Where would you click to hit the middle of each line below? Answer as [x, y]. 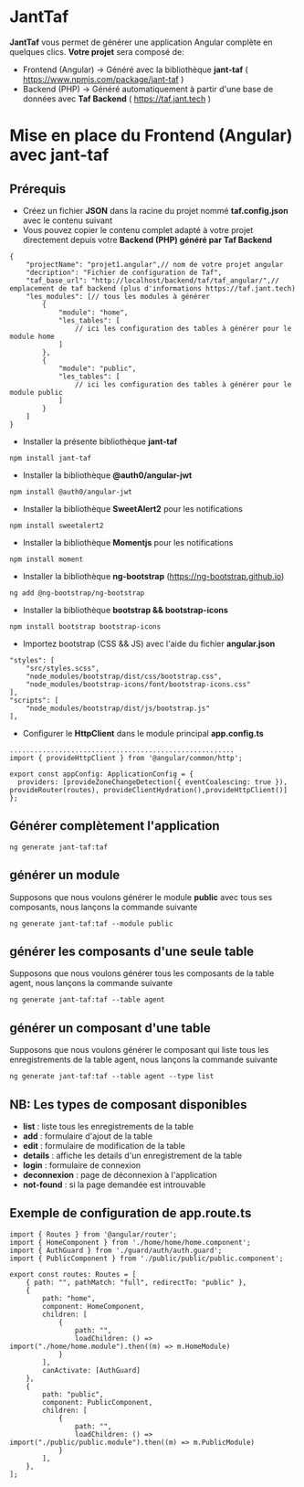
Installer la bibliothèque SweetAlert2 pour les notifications [133, 508]
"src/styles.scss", [63, 668]
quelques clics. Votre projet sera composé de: [97, 51]
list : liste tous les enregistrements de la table [108, 1126]
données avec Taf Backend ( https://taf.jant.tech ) [117, 99]
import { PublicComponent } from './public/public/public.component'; [147, 1259]
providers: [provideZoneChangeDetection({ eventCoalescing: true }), [152, 782]
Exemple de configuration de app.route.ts [131, 1213]
